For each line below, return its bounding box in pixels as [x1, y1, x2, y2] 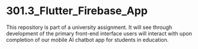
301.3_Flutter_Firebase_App [6, 4, 148, 18]
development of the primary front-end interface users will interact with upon [6, 30, 193, 37]
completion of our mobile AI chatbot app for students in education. [6, 36, 169, 43]
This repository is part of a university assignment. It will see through [6, 24, 173, 31]
